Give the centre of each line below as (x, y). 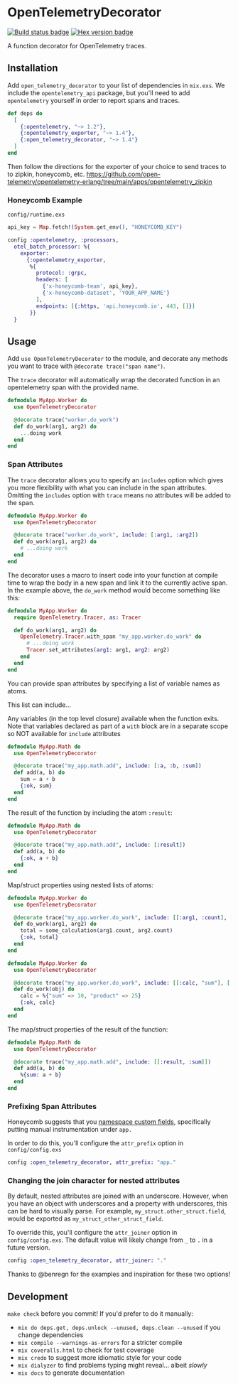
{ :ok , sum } (36, 786)
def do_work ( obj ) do (44, 989)
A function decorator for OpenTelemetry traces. (77, 45)
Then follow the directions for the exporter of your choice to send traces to (117, 166)
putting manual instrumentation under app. (70, 1130)
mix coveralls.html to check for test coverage (86, 1350)
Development (38, 1296)
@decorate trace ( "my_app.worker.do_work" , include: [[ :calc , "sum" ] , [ (122, 983)
